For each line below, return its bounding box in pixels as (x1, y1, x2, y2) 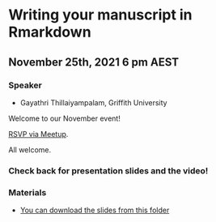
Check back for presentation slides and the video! (8, 164, 209, 176)
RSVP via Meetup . (8, 129, 69, 139)
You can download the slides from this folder (19, 205, 170, 216)
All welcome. (8, 144, 51, 155)
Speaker (8, 79, 42, 91)
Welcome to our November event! (8, 113, 121, 123)
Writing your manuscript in (8, 6, 193, 24)
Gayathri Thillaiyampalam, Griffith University (19, 97, 167, 107)
